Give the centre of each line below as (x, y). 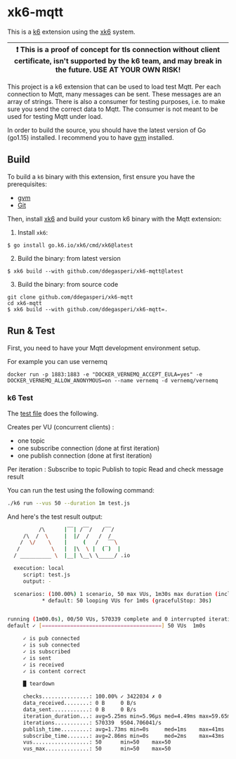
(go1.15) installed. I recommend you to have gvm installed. (91, 137)
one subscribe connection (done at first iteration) (88, 448)
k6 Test (20, 398)
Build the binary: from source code (68, 284)
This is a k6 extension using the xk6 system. (71, 32)
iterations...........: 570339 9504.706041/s (92, 722)
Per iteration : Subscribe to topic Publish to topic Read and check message (115, 469)
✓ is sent (37, 658)
